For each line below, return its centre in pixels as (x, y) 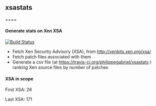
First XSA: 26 (19, 90)
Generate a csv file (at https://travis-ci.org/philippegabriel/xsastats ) (82, 62)
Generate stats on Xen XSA (34, 31)
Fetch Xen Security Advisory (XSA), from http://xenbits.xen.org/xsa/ (81, 52)
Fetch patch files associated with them (52, 57)
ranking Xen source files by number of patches (60, 67)
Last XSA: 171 (19, 99)
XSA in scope (19, 79)
